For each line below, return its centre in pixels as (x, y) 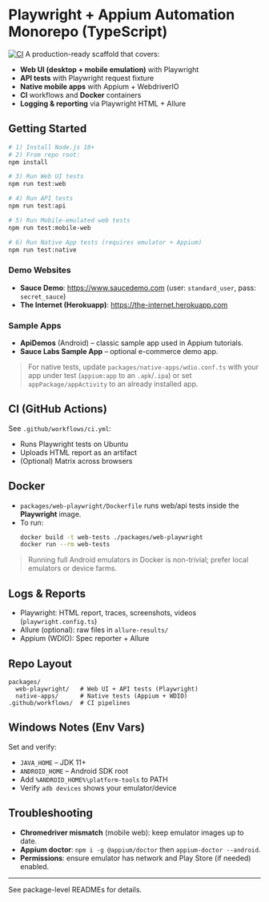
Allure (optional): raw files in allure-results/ (94, 630)
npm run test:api (37, 206)
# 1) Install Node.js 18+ (51, 147)
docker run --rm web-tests (65, 545)
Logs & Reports (47, 593)
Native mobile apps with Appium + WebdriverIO (99, 87)
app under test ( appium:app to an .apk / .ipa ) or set (110, 375)
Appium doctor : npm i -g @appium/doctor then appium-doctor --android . (140, 849)
